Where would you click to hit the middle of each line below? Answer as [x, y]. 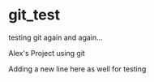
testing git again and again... [56, 37]
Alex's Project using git [47, 53]
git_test [34, 15]
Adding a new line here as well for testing [77, 69]
